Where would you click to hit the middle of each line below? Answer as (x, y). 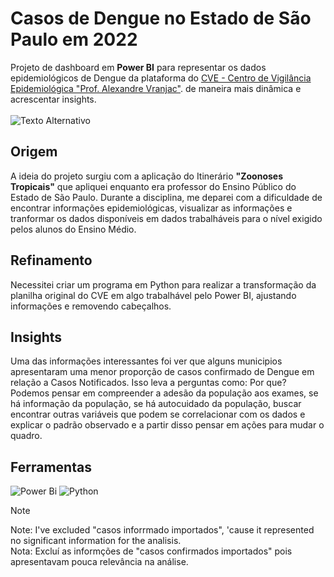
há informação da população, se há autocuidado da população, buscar (156, 404)
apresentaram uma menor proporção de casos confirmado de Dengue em (162, 372)
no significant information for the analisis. (96, 541)
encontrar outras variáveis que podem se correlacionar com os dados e (158, 414)
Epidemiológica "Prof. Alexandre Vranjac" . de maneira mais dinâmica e (156, 88)
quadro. (26, 436)
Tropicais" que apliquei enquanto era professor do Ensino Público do (153, 186)
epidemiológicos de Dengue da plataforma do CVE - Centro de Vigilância (161, 78)
